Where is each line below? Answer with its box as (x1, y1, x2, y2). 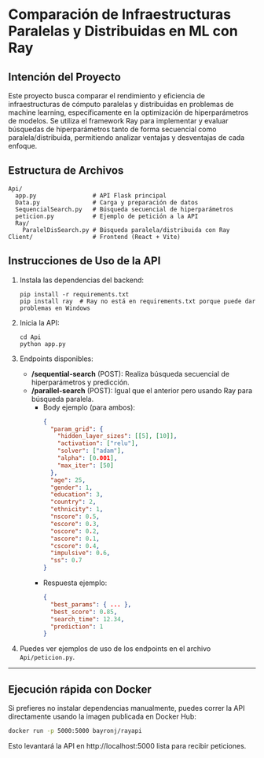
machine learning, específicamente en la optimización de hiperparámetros (8, 108, 249, 117)
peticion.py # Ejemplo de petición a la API (15, 212, 199, 220)
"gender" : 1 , (49, 484, 93, 491)
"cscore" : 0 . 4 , (49, 542, 101, 550)
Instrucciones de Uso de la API (8, 254, 161, 268)
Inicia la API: (19, 318, 60, 327)
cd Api (19, 333, 42, 341)
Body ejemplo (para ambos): (42, 403, 136, 412)
